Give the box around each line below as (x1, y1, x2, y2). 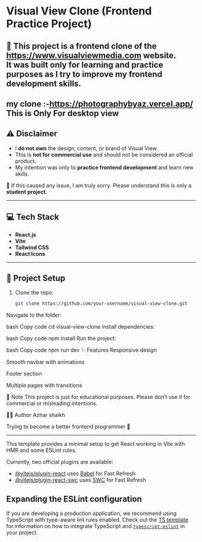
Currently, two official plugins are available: (6, 458, 114, 466)
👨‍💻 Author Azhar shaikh (6, 412, 66, 419)
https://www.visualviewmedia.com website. (6, 50, 177, 61)
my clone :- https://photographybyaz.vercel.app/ (6, 99, 194, 109)
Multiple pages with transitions (6, 382, 82, 389)
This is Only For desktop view (6, 108, 119, 118)
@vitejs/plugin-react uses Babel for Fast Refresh (14, 470, 136, 477)
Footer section (6, 370, 42, 377)
